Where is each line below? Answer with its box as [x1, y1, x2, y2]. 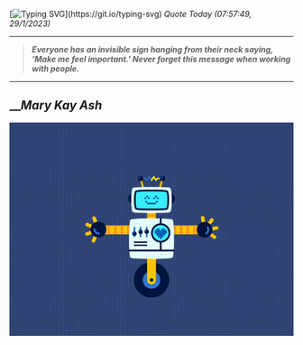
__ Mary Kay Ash [9, 98, 103, 113]
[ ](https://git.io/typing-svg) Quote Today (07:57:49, [9, 9, 252, 19]
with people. [31, 63, 79, 74]
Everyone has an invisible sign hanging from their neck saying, [31, 44, 273, 54]
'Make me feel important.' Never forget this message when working [31, 54, 291, 64]
